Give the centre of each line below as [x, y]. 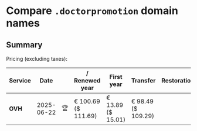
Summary [24, 45]
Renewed [87, 80]
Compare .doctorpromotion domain [92, 11]
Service [20, 80]
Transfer [143, 80]
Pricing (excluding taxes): [37, 59]
